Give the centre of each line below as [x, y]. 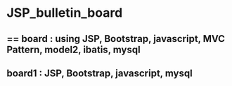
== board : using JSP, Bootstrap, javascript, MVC [116, 39]
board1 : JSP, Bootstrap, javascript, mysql [99, 73]
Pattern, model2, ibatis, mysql [74, 49]
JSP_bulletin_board [65, 13]
